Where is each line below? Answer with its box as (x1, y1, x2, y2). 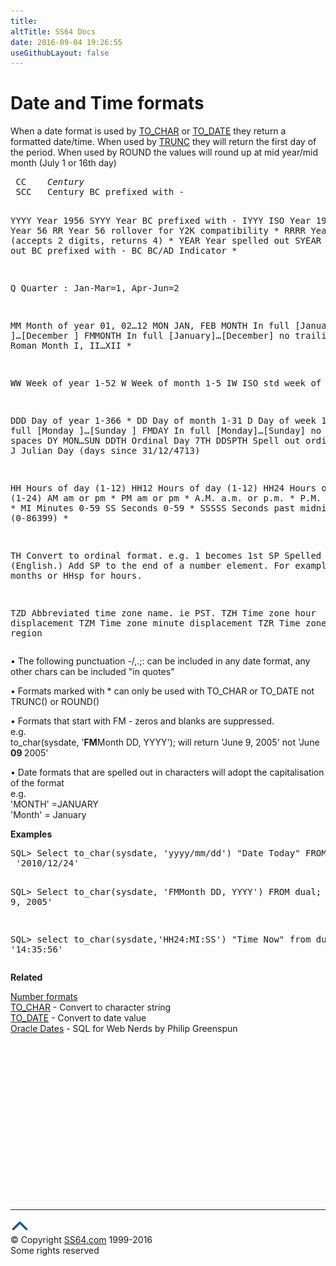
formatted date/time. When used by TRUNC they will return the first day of (10, 136, 317, 148)
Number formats (10, 991, 78, 1003)
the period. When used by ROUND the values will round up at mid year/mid (10, 146, 319, 159)
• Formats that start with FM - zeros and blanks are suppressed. (10, 715, 275, 727)
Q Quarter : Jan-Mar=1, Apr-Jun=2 (10, 283, 180, 294)
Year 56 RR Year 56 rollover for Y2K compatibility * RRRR (10, 225, 307, 237)
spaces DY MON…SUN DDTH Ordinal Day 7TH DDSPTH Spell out (10, 435, 301, 447)
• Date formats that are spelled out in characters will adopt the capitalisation (10, 766, 325, 779)
